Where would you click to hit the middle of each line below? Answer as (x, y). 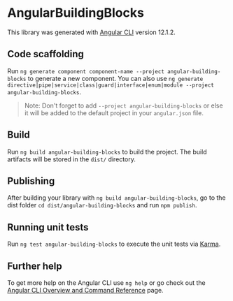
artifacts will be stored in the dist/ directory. (72, 159)
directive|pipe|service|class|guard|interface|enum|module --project (111, 85)
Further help (35, 266)
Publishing (31, 181)
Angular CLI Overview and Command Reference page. (85, 290)
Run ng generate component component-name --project (86, 71)
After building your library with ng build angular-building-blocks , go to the (116, 198)
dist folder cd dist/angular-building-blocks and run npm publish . (102, 205)
